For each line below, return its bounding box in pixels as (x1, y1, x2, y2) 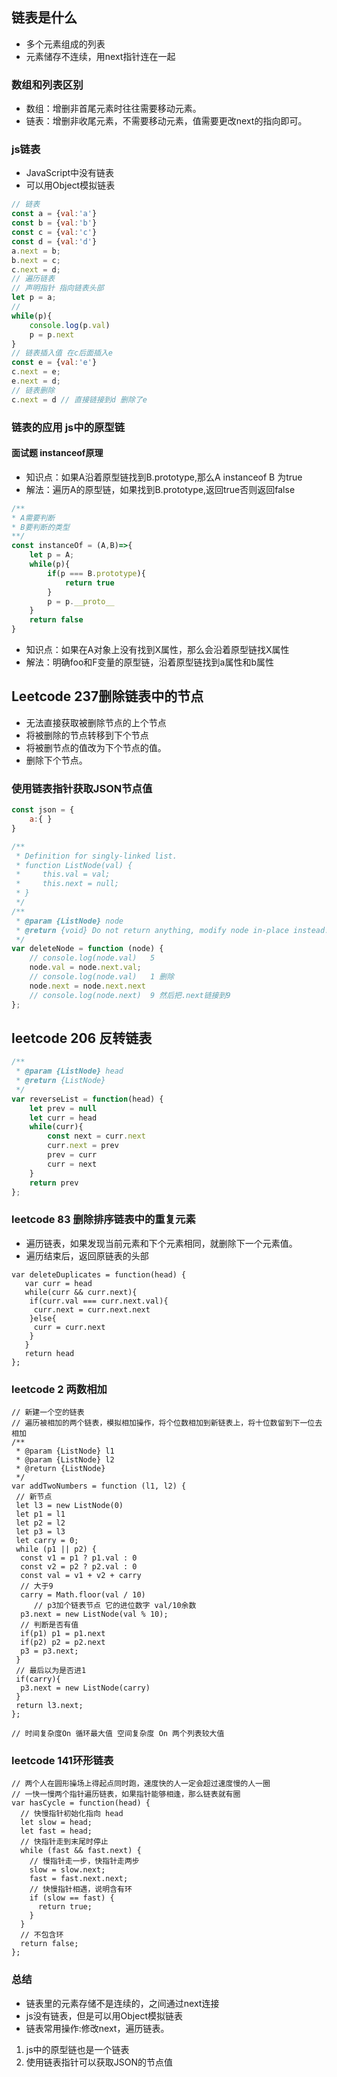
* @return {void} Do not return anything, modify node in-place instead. (15, 925, 330, 935)
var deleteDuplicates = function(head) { (11, 1269, 187, 1280)
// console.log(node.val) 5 (29, 953, 156, 963)
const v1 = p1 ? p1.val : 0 (20, 1553, 138, 1563)
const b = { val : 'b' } (11, 218, 98, 228)
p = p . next (29, 329, 75, 340)
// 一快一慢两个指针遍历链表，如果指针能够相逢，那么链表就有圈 (11, 1789, 241, 1800)
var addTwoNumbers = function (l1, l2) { (11, 1481, 187, 1492)
